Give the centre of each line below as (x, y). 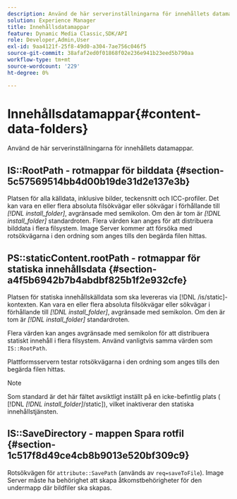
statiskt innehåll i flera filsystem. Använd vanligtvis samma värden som (110, 341)
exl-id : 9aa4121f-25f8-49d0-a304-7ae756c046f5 (77, 47)
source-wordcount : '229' (44, 66)
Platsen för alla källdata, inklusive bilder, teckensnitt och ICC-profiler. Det (113, 199)
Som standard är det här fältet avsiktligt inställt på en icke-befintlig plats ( (114, 397)
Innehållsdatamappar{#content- (104, 114)
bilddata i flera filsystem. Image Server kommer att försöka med (100, 228)
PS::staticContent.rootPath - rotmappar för (104, 258)
